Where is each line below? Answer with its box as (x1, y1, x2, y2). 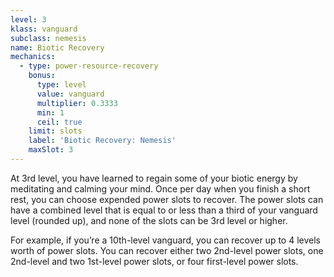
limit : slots (28, 126, 83, 136)
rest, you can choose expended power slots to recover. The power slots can (10, 193, 324, 205)
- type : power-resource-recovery (19, 61, 159, 71)
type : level (36, 80, 87, 90)
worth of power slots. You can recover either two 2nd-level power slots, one (10, 244, 324, 256)
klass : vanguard (10, 24, 78, 34)
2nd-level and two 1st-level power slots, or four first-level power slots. (10, 255, 299, 267)
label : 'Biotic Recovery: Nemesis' (28, 136, 177, 146)
